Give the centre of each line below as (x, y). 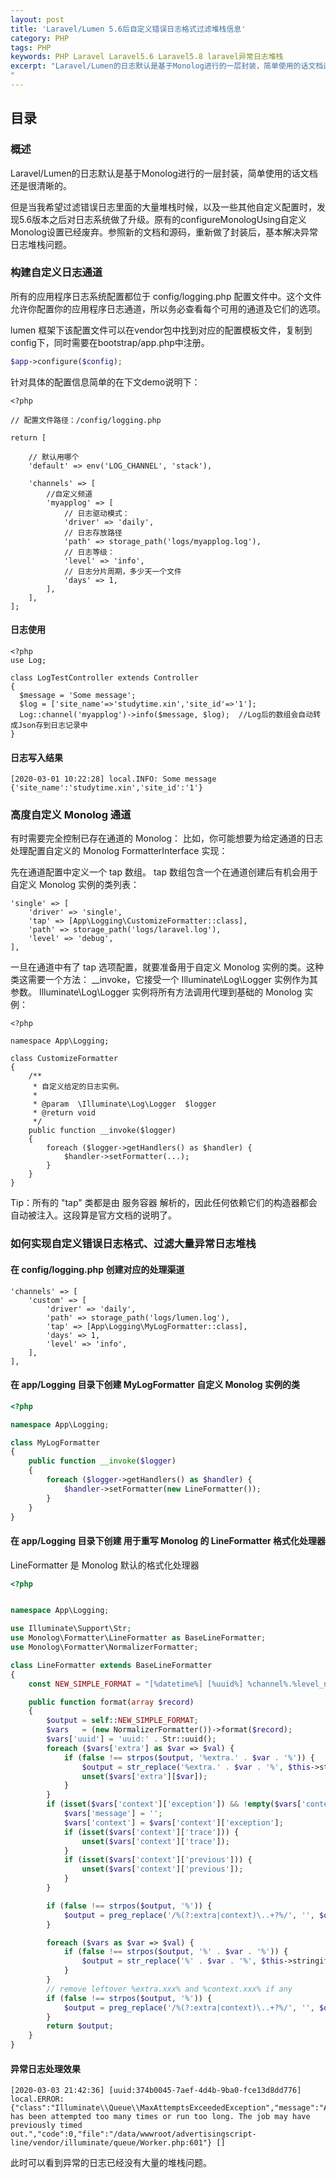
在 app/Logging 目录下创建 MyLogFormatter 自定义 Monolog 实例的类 (155, 1385)
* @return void (64, 1113)
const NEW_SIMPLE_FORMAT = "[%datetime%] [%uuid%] (136, 1684)
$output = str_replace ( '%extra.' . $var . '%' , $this (196, 1767)
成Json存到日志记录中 (49, 725)
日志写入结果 (36, 757)
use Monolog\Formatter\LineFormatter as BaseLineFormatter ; (138, 1638)
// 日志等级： (89, 552)
